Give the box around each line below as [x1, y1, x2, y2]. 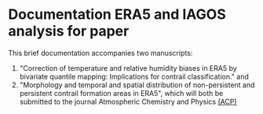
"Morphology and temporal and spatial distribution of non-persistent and [19, 80, 255, 90]
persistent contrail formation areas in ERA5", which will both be [19, 88, 224, 97]
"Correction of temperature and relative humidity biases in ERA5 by [19, 63, 237, 72]
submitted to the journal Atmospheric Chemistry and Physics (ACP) [19, 97, 237, 106]
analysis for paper [8, 22, 130, 40]
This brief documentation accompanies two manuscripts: [8, 48, 193, 57]
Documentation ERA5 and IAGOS [8, 6, 226, 24]
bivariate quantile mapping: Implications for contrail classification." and [19, 72, 250, 81]
